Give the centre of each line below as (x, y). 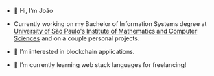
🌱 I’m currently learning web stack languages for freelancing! (100, 65)
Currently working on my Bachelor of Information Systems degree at (110, 24)
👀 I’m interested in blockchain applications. (74, 52)
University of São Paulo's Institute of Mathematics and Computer (105, 31)
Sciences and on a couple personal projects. (76, 38)
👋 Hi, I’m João (33, 11)
